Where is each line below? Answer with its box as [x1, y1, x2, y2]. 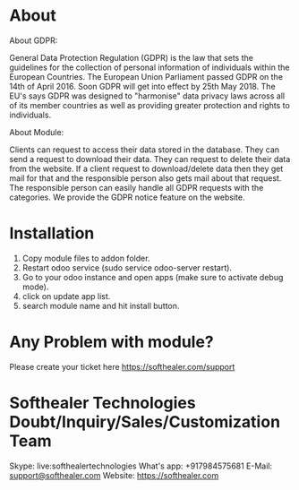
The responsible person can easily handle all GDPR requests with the [9, 182, 264, 193]
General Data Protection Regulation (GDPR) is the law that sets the [9, 52, 253, 63]
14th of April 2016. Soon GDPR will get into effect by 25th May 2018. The [9, 81, 276, 91]
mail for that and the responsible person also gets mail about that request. [9, 172, 282, 184]
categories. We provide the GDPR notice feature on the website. [9, 192, 245, 202]
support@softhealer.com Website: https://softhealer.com [9, 469, 219, 480]
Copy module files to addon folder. [21, 253, 150, 263]
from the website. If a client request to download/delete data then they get [9, 163, 284, 174]
